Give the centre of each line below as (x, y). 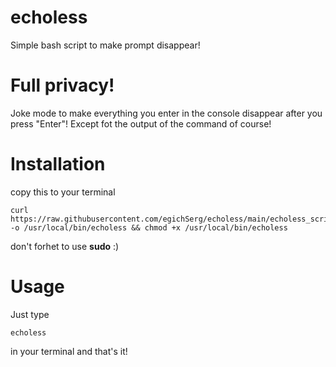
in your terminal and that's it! (69, 351)
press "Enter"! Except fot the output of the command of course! (141, 123)
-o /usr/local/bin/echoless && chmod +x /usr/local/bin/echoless (149, 227)
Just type (30, 314)
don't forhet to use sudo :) (65, 246)
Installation (58, 164)
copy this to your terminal (63, 192)
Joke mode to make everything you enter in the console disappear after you (166, 113)
